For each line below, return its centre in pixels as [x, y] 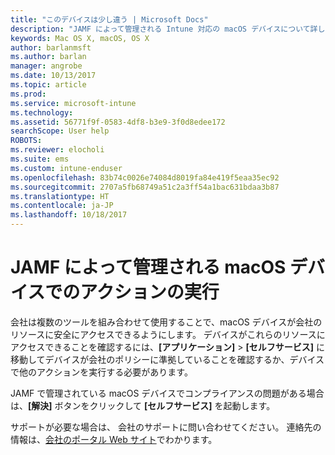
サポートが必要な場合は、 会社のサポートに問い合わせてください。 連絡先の [166, 427]
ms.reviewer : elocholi [57, 150]
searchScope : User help [60, 131]
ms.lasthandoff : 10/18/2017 [69, 215]
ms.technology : [42, 112]
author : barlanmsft [51, 47]
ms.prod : [28, 94]
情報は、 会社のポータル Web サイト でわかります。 [114, 439]
